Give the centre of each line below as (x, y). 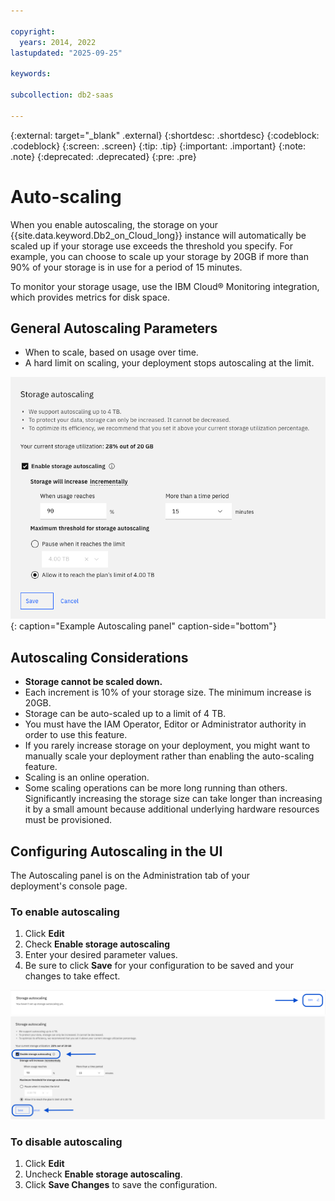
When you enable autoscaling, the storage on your (114, 224)
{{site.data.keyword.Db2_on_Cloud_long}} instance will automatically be (158, 235)
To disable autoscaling (66, 1142)
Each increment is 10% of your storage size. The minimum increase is (168, 692)
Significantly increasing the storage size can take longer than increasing (173, 799)
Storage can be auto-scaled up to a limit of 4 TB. (125, 714)
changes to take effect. (72, 976)
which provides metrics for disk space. (90, 297)
